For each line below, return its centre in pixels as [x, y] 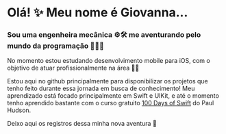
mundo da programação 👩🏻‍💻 [55, 46]
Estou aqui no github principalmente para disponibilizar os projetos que [108, 81]
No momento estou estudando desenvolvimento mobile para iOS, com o [109, 61]
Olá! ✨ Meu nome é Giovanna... [98, 13]
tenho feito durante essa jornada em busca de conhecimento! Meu [101, 89]
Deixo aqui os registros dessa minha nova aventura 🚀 [82, 124]
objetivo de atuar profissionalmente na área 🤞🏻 [73, 68]
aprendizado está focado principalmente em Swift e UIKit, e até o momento [113, 96]
